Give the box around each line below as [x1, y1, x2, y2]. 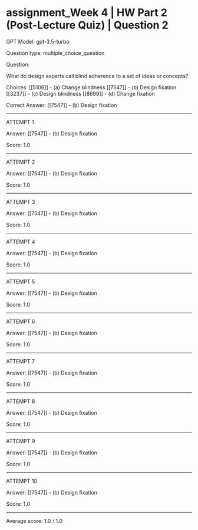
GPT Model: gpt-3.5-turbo [6, 38, 70, 45]
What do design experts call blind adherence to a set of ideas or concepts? [6, 72, 189, 79]
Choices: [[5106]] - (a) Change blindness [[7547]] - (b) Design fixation [6, 83, 177, 91]
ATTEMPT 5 [6, 278, 35, 285]
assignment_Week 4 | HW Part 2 [6, 6, 168, 19]
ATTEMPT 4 [6, 238, 35, 245]
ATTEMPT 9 [6, 437, 35, 444]
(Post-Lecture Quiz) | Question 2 [6, 18, 169, 32]
